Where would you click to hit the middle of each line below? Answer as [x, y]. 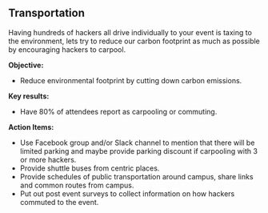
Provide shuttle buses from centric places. [90, 168]
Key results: [29, 96]
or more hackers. [48, 159]
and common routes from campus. [77, 185]
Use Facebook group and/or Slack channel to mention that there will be [137, 143]
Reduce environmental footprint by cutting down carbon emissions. [131, 80]
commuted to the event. [59, 202]
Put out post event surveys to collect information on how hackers [127, 193]
